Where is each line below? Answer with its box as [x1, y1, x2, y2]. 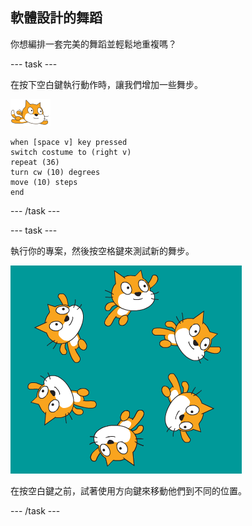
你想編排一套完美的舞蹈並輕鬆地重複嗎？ [10, 38, 177, 50]
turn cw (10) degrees [10, 167, 101, 177]
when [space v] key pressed [10, 137, 128, 147]
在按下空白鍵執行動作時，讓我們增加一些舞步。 [10, 78, 203, 90]
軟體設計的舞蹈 [10, 9, 103, 27]
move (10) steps [10, 177, 78, 187]
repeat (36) [10, 157, 60, 167]
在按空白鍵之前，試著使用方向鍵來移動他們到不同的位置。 [10, 484, 247, 497]
